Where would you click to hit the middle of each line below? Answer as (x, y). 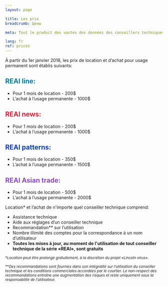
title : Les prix (22, 19)
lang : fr (14, 41)
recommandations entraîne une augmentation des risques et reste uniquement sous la (79, 276)
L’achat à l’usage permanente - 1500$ (51, 165)
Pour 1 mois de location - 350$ (44, 159)
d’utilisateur (24, 238)
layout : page (19, 10)
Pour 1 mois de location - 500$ (44, 192)
